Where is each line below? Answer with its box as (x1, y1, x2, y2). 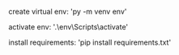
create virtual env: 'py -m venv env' (8, 7, 127, 16)
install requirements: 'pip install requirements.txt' (8, 37, 172, 47)
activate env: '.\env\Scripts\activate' (8, 22, 129, 31)
